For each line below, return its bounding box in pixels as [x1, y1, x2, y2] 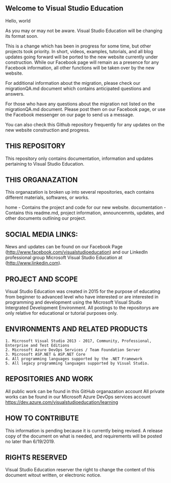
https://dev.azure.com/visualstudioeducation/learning [5, 399, 118, 405]
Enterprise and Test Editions [5, 342, 70, 348]
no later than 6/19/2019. [5, 438, 55, 444]
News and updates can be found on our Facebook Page [5, 244, 123, 250]
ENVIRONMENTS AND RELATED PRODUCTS [5, 325, 148, 334]
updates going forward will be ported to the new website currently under [5, 54, 158, 60]
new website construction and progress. [5, 127, 90, 133]
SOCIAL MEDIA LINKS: [5, 230, 78, 239]
